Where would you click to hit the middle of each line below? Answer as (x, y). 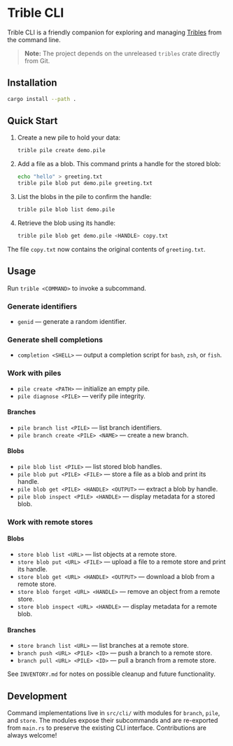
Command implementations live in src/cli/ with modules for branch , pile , (114, 713)
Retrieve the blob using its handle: (66, 223)
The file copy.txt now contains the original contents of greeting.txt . (107, 249)
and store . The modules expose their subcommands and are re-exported (113, 721)
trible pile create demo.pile (62, 151)
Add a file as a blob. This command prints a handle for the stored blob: (119, 164)
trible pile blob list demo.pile (66, 210)
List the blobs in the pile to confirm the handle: (84, 197)
